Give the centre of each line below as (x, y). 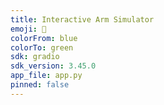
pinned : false (40, 85)
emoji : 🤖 (28, 29)
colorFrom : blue (44, 38)
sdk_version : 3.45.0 (53, 66)
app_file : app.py (46, 76)
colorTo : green (42, 47)
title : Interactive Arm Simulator (82, 19)
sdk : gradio (35, 57)
